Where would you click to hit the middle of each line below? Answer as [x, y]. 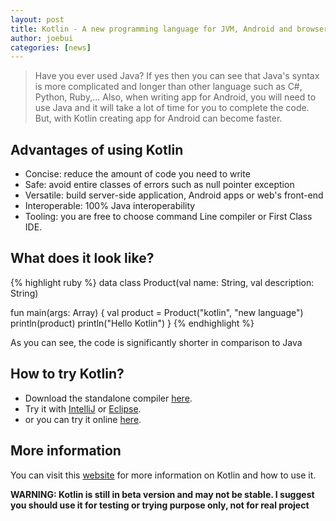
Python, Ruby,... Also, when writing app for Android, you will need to [175, 97]
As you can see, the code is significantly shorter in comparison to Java [156, 342]
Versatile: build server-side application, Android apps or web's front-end [174, 195]
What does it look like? [82, 258]
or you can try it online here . [83, 419]
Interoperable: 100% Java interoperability [110, 206]
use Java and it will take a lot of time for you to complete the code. [172, 108]
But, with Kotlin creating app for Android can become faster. [158, 118]
